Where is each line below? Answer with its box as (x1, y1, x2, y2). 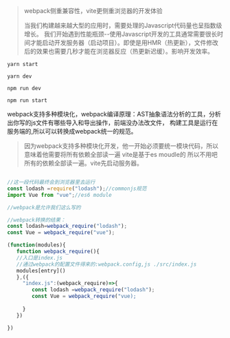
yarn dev (7, 73, 32, 80)
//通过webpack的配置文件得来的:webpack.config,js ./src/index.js (16, 261, 197, 268)
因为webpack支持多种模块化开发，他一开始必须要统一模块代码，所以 (23, 142, 218, 150)
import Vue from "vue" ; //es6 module (7, 191, 112, 198)
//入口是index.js (16, 254, 63, 261)
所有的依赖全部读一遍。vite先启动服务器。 (23, 159, 143, 167)
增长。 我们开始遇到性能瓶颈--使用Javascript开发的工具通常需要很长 (23, 30, 218, 38)
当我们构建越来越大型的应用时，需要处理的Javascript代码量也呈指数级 (23, 21, 222, 30)
